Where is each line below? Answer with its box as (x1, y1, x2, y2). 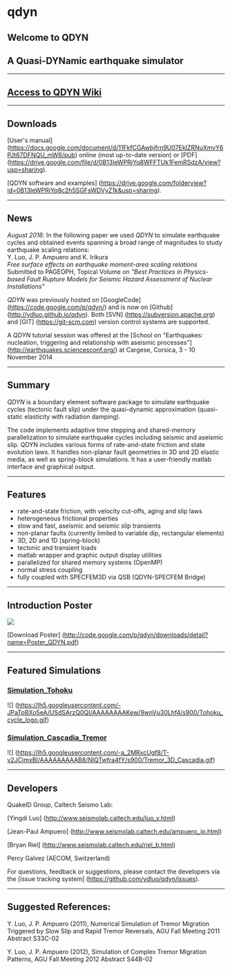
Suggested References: (7, 901, 111, 913)
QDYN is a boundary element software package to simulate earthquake (7, 397, 210, 406)
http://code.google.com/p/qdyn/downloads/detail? (64, 631, 209, 639)
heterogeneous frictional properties (17, 515, 119, 523)
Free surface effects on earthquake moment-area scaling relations (7, 260, 198, 268)
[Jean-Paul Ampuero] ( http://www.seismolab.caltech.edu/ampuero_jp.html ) (7, 827, 222, 835)
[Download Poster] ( (7, 631, 65, 639)
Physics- (183, 267, 209, 276)
